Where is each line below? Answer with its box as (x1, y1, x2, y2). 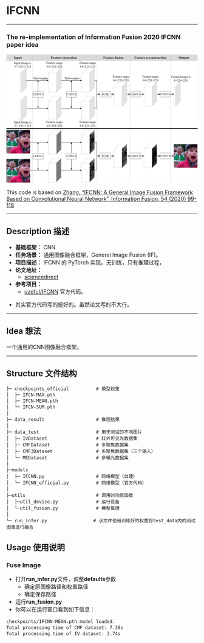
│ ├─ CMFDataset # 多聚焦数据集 (6, 442, 129, 448)
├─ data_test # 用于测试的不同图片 (6, 429, 143, 436)
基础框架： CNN (15, 243, 56, 251)
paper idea (6, 40, 39, 49)
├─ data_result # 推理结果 (6, 417, 120, 423)
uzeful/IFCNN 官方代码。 (24, 288, 87, 295)
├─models (6, 467, 29, 473)
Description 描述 (6, 226, 70, 237)
